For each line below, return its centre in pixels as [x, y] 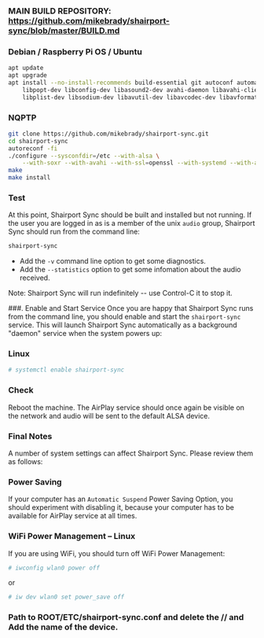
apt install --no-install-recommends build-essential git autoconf [121, 83]
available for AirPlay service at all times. [73, 516]
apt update [26, 68]
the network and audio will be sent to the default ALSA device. [109, 415]
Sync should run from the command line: [74, 232]
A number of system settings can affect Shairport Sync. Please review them [131, 453]
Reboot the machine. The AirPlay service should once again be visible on [126, 408]
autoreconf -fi [33, 148]
